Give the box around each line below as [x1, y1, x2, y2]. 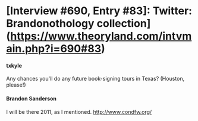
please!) [6, 81, 26, 88]
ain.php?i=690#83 [6, 42, 102, 56]
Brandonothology [6, 17, 95, 30]
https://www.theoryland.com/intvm [10, 30, 192, 43]
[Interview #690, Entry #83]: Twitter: [6, 4, 192, 18]
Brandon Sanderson [6, 95, 57, 102]
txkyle [6, 62, 23, 69]
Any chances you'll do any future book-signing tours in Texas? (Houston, [6, 75, 185, 82]
